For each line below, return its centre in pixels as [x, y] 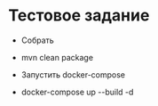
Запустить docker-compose [73, 74]
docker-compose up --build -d [77, 92]
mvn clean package [57, 57]
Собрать [37, 40]
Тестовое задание [79, 16]
